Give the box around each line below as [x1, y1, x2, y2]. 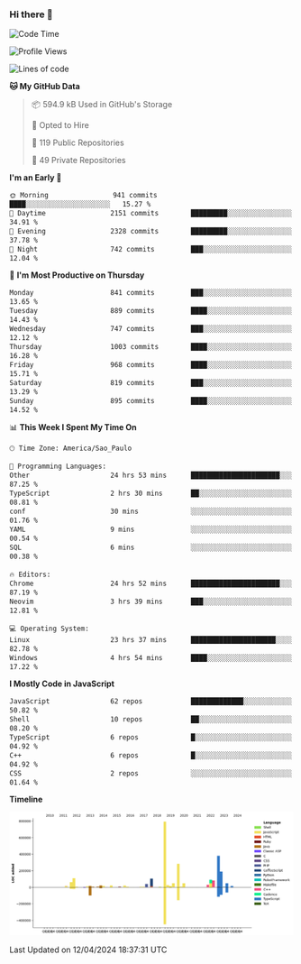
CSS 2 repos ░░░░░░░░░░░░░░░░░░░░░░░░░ [9, 769, 293, 778]
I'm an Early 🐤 [9, 172, 62, 183]
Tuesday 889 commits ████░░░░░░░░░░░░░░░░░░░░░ [9, 307, 293, 316]
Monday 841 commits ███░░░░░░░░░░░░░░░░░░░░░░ [9, 289, 293, 298]
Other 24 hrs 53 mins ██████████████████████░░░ [9, 471, 293, 481]
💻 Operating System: [9, 624, 90, 634]
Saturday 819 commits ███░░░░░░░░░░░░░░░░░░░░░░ [9, 379, 293, 388]
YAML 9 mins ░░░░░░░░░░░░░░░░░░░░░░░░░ [9, 525, 293, 535]
